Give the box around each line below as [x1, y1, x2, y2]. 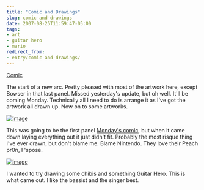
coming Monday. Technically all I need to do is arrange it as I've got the [6, 96, 186, 104]
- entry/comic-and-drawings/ [6, 55, 81, 61]
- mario [6, 44, 26, 50]
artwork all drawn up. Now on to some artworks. [6, 102, 128, 110]
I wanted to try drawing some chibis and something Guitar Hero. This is [6, 170, 186, 177]
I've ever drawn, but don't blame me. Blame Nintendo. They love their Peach [6, 139, 199, 147]
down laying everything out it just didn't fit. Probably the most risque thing [6, 133, 193, 140]
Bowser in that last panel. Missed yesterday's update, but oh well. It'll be [6, 89, 188, 97]
